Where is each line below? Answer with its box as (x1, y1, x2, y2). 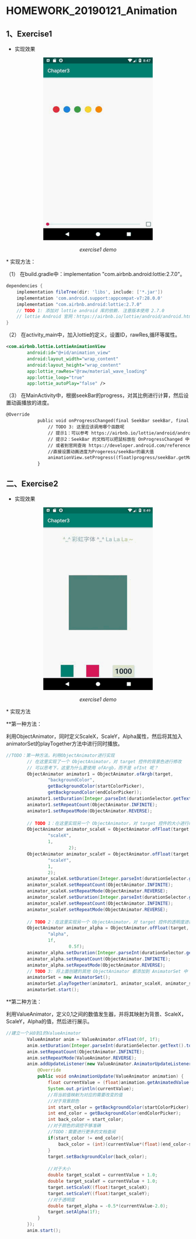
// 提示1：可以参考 (47, 430, 89, 436)
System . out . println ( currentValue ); (47, 1086, 134, 1092)
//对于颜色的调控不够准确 (47, 1123, 101, 1129)
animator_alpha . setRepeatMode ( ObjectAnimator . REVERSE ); (27, 962, 166, 968)
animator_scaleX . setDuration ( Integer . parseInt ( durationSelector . (27, 876, 190, 882)
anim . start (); (27, 1228, 61, 1234)
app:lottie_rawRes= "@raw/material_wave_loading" (27, 368, 148, 374)
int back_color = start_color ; (47, 1117, 124, 1123)
